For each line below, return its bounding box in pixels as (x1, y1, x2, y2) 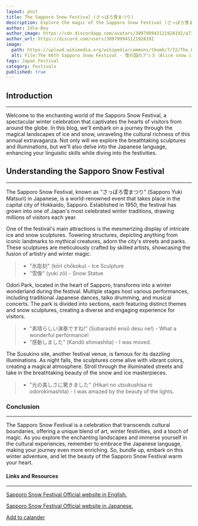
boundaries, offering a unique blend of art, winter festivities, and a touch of (6, 428, 189, 435)
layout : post (6, 8, 38, 15)
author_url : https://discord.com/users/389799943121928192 (6, 36, 154, 42)
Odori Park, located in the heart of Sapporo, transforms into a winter (6, 281, 172, 289)
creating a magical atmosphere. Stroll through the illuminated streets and (6, 363, 183, 370)
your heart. (6, 459, 34, 466)
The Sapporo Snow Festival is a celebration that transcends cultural (6, 422, 170, 429)
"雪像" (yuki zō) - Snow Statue (29, 269, 104, 277)
